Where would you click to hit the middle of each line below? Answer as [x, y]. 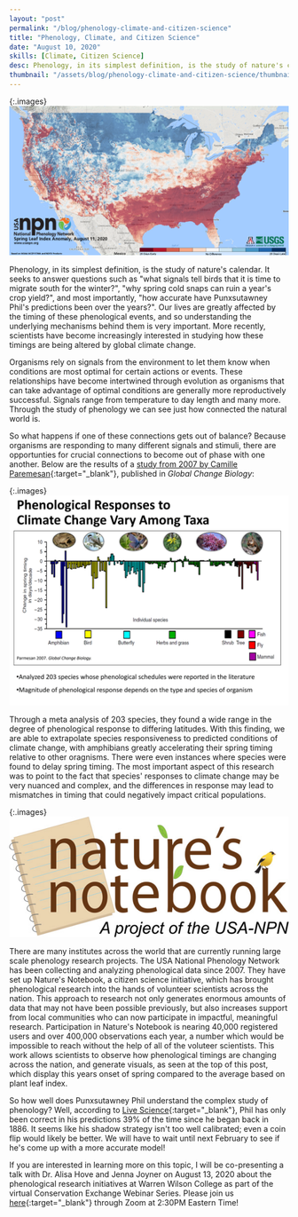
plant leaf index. [39, 1083]
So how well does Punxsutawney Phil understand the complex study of [139, 1100]
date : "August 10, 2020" [55, 47]
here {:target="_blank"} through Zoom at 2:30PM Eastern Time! [124, 1202]
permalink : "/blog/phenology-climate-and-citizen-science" [121, 28]
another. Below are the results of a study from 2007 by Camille [123, 464]
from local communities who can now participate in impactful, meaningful [143, 1017]
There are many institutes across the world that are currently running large [145, 951]
